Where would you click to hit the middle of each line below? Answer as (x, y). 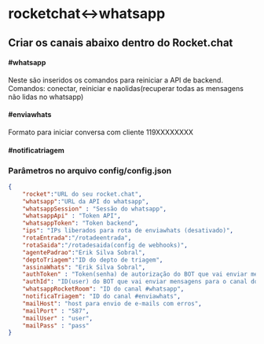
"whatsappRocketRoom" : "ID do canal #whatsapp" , (103, 289)
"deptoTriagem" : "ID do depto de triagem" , (93, 260)
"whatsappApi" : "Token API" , (72, 216)
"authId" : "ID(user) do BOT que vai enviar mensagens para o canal (135, 282)
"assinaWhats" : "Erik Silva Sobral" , (84, 267)
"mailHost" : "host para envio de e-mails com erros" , (112, 303)
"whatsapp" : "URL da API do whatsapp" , (86, 201)
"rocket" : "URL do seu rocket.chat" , (82, 194)
